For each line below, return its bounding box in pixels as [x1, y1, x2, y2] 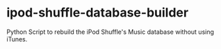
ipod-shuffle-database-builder [6, 5, 189, 21]
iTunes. [6, 35, 28, 43]
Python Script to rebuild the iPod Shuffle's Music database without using [6, 28, 215, 36]
